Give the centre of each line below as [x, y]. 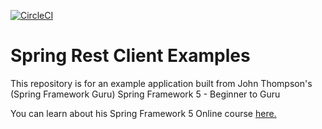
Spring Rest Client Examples [130, 56]
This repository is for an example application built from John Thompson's [161, 83]
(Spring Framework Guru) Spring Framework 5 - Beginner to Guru [145, 94]
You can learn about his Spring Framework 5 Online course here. [143, 113]
